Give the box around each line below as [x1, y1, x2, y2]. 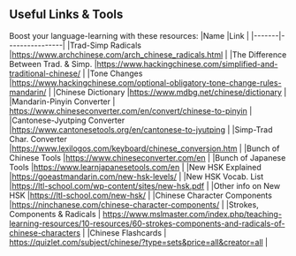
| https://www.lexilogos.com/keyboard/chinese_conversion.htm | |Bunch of [9, 143, 280, 154]
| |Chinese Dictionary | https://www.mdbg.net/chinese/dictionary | [48, 87, 287, 97]
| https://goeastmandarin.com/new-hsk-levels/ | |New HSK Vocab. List [9, 171, 263, 182]
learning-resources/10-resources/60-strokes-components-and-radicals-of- [9, 218, 285, 229]
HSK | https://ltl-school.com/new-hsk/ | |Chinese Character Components [9, 190, 272, 200]
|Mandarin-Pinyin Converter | [9, 96, 116, 107]
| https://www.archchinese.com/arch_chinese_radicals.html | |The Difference [9, 49, 287, 60]
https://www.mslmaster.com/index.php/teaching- [102, 208, 283, 219]
